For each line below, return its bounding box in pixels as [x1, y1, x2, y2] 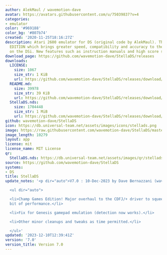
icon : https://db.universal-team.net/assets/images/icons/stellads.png [5, 123, 157, 128]
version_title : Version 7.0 [5, 242, 64, 247]
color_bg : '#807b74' [5, 30, 48, 35]
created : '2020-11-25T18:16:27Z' [5, 35, 75, 40]
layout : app [5, 137, 30, 142]
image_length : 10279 [5, 132, 48, 137]
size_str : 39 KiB [14, 91, 50, 96]
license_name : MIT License [5, 146, 61, 151]
